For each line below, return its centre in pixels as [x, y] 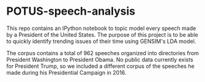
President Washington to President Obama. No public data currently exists [100, 59]
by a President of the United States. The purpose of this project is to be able [102, 34]
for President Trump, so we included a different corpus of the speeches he [100, 66]
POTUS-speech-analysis [71, 11]
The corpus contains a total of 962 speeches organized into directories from [102, 53]
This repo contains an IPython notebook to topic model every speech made [101, 28]
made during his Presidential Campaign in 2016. [66, 72]
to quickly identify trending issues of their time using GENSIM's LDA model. [101, 41]
